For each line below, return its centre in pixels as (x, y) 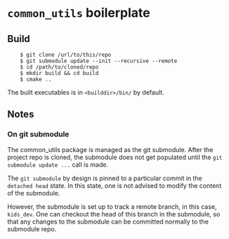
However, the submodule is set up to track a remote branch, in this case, (112, 206)
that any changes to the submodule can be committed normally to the (108, 221)
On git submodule (38, 135)
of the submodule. (34, 193)
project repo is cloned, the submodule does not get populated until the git (115, 157)
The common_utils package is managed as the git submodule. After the (110, 149)
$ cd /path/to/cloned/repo (59, 67)
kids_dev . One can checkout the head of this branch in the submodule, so (114, 214)
